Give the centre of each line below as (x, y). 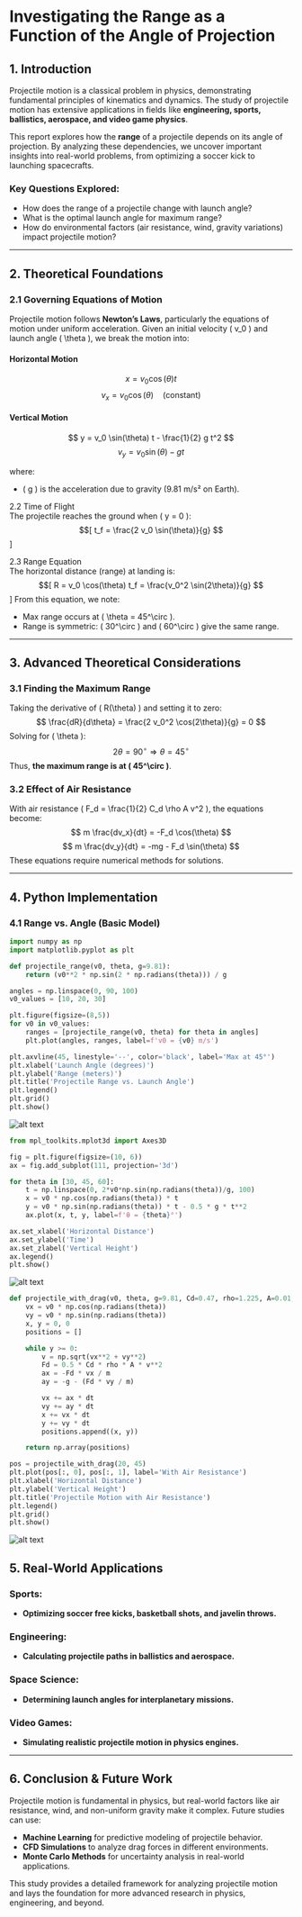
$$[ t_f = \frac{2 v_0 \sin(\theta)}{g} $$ (151, 529)
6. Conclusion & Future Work (91, 1779)
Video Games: (41, 1723)
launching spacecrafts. (52, 165)
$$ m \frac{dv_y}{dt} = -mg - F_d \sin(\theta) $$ (151, 846)
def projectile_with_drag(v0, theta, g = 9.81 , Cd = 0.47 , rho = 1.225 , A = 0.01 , (152, 1298)
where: (22, 471)
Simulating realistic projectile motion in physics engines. (131, 1742)
